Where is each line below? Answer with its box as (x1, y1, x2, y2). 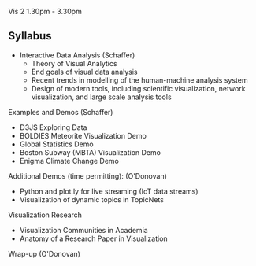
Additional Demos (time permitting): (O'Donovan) (8, 171, 168, 180)
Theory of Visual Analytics (31, 58, 117, 68)
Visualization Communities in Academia (19, 225, 148, 235)
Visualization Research (8, 210, 83, 220)
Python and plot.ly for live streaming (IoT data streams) (19, 187, 198, 196)
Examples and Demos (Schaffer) (8, 107, 113, 116)
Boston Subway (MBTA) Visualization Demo (19, 147, 161, 157)
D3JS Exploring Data (19, 122, 87, 132)
